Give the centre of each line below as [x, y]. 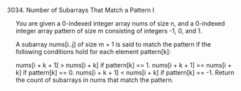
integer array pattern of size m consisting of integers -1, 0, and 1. [109, 31]
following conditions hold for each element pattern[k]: [94, 52]
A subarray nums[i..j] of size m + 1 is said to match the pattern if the [113, 44]
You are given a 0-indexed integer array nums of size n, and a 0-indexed [120, 23]
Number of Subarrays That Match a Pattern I [90, 10]
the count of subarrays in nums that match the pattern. [95, 80]
